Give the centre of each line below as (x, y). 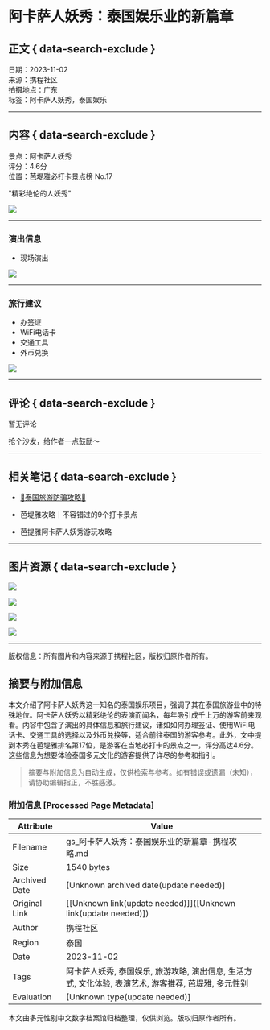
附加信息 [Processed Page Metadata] (81, 805)
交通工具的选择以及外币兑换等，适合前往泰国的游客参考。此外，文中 (142, 734)
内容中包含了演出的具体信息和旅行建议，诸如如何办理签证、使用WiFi (135, 725)
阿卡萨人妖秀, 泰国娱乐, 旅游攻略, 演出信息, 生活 (155, 971)
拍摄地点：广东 (33, 90)
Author (25, 927)
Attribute (35, 826)
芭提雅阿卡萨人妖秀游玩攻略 (66, 532)
